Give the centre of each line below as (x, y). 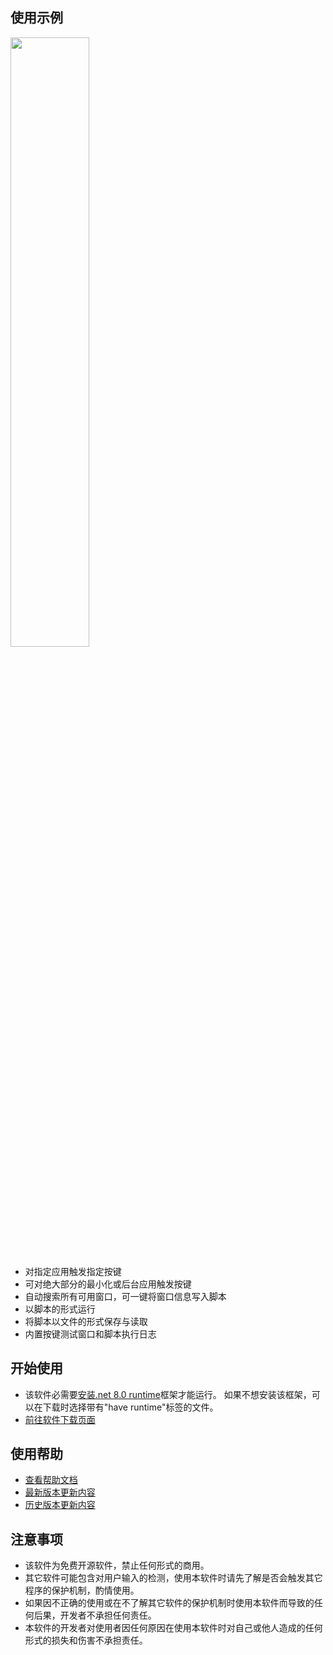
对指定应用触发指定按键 (73, 1271)
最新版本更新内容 (60, 1492)
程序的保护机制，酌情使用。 (82, 1590)
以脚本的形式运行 (60, 1309)
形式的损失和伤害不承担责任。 (86, 1640)
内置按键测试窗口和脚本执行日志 (90, 1334)
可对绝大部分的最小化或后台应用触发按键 (108, 1284)
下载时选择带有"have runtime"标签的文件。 (130, 1407)
